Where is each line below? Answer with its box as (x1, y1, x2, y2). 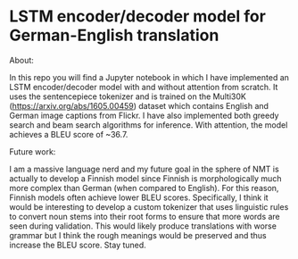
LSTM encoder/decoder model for (9, 6, 266, 27)
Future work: (9, 146, 56, 157)
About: (9, 54, 34, 65)
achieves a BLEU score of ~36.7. (9, 129, 128, 139)
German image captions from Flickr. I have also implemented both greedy (9, 110, 279, 121)
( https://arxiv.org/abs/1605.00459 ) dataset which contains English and (9, 100, 269, 111)
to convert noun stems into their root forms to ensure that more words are (9, 211, 281, 221)
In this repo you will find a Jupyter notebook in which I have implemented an (9, 71, 290, 82)
